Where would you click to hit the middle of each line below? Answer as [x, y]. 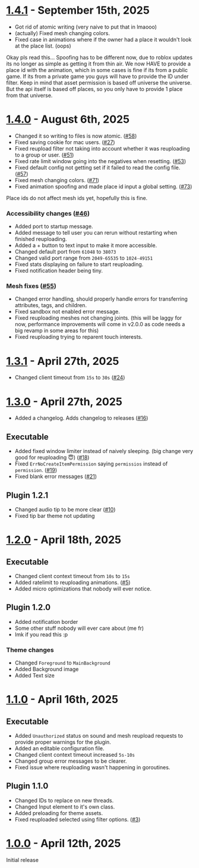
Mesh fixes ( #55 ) [31, 286]
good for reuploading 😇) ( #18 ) [52, 458]
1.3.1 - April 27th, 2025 [63, 361]
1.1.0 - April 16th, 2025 [62, 700]
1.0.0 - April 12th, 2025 [64, 844]
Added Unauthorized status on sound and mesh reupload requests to [99, 736]
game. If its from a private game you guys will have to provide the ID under [97, 76]
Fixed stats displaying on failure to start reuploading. [79, 264]
